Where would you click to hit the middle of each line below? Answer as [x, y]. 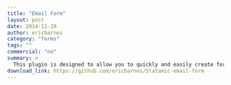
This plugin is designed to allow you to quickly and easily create [113, 64]
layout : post [26, 20]
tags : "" [20, 45]
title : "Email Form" [37, 13]
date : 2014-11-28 [32, 26]
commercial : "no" [32, 52]
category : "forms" [33, 39]
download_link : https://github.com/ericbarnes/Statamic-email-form [106, 71]
